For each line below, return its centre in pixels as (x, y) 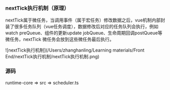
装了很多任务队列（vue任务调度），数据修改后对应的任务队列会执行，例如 (82, 27)
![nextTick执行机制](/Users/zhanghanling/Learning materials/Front (75, 50)
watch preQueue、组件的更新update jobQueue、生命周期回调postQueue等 (84, 33)
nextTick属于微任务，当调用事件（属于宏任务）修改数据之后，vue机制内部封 (85, 20)
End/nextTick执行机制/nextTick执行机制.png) (52, 57)
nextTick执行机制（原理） (38, 8)
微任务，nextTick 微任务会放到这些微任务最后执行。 (60, 39)
